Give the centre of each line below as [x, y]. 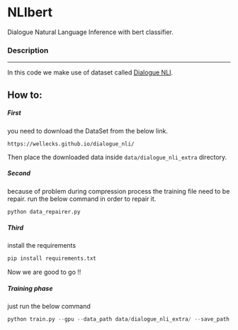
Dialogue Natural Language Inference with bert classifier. [90, 32]
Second [19, 173]
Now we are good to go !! [44, 272]
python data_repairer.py [44, 211]
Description [28, 50]
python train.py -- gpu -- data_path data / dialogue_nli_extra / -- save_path [119, 319]
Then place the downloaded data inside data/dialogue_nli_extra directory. [117, 157]
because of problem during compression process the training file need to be [119, 191]
